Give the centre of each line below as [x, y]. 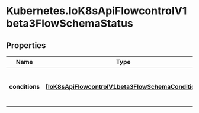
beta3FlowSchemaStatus [70, 23]
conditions [25, 87]
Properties [26, 45]
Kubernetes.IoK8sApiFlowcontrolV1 [97, 11]
